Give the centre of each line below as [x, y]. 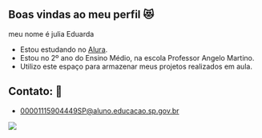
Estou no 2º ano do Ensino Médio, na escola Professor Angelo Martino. [137, 57]
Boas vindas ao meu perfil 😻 [81, 15]
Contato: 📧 [35, 91]
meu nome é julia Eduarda [51, 34]
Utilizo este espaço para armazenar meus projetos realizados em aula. [136, 66]
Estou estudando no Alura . [64, 49]
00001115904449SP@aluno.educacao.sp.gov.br [99, 110]
